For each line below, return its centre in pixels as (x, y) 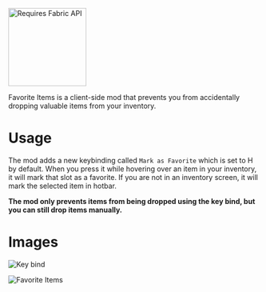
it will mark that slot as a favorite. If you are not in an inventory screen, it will (133, 177)
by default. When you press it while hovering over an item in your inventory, (133, 169)
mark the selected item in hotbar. (63, 186)
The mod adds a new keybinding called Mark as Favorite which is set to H (131, 160)
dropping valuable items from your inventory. (82, 106)
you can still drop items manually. (65, 210)
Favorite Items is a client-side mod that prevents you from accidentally (124, 97)
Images (33, 242)
